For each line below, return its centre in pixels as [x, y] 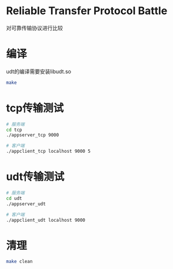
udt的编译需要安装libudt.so [39, 71]
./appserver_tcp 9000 [33, 135]
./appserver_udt [26, 204]
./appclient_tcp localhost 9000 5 [49, 152]
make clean [19, 262]
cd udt [14, 198]
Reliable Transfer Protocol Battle [87, 11]
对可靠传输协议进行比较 [34, 28]
